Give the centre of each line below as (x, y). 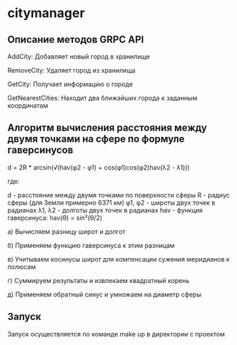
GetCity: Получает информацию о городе (70, 84)
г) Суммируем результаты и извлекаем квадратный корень (99, 280)
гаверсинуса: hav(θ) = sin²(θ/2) (55, 217)
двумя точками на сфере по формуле (96, 139)
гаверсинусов (40, 150)
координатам (28, 105)
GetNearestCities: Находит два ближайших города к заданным (102, 98)
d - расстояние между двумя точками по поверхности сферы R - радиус (119, 195)
